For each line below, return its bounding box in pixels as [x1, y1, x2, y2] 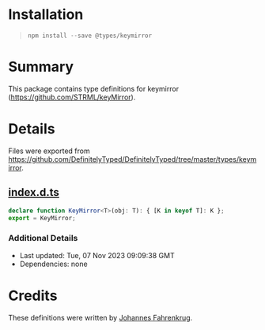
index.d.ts [8, 186, 59, 199]
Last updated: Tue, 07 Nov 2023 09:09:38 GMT [19, 250, 176, 260]
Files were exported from [8, 146, 90, 156]
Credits [8, 287, 58, 305]
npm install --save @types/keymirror [27, 32, 153, 39]
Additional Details [8, 233, 78, 244]
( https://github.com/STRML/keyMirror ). [8, 92, 136, 102]
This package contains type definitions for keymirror [8, 84, 180, 93]
